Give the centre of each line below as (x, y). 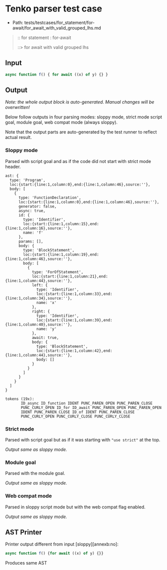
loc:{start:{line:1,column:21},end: (70, 276)
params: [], (31, 241)
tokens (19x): (20, 399)
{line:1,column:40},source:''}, (39, 324)
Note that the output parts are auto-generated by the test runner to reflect (81, 132)
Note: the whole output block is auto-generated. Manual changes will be (80, 102)
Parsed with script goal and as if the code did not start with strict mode (78, 161)
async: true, (32, 210)
